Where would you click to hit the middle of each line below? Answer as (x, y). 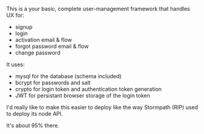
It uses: (16, 64)
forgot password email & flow (52, 46)
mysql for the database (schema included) (68, 76)
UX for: (15, 15)
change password (38, 53)
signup (24, 27)
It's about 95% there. (33, 126)
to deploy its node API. (35, 114)
